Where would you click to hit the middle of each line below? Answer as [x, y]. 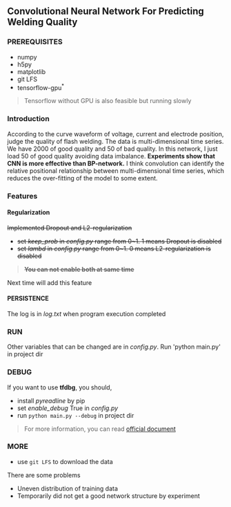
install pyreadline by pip [51, 400]
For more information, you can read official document [100, 429]
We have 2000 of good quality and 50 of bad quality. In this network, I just [113, 149]
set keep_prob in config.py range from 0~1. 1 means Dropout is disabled [119, 241]
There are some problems [44, 475]
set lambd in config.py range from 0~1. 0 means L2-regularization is [114, 248]
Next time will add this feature [50, 282]
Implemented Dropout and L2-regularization [70, 228]
